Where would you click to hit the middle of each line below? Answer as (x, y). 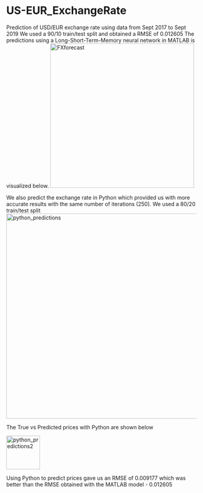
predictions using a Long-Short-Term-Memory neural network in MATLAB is (101, 40)
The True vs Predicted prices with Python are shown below (80, 427)
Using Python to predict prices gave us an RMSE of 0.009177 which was (96, 478)
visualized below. (28, 186)
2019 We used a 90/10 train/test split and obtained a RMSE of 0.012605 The (100, 33)
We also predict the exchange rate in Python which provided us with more (98, 197)
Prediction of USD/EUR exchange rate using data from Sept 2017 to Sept (96, 27)
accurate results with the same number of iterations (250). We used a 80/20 (101, 204)
